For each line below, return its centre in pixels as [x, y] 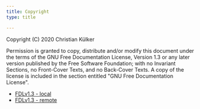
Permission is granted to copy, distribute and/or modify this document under [100, 50]
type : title [21, 17]
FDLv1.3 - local [33, 94]
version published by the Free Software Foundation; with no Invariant [91, 63]
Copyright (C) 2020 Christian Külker [50, 39]
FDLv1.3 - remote [36, 100]
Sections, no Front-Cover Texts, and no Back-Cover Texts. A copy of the [95, 69]
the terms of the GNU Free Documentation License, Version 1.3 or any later [98, 57]
